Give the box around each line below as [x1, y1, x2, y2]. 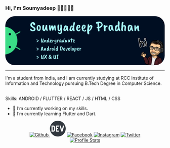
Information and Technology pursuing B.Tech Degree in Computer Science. [5, 80, 162, 86]
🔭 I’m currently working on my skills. [12, 105, 89, 111]
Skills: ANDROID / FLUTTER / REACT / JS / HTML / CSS [5, 95, 120, 102]
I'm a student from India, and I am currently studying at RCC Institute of [5, 75, 154, 81]
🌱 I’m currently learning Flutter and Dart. [12, 111, 97, 117]
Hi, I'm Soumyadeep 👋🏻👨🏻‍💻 [5, 5, 74, 12]
